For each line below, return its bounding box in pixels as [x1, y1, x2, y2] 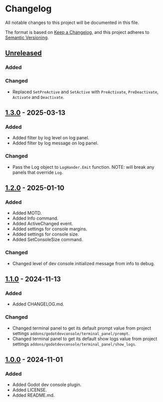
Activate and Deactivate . [12, 94, 65, 100]
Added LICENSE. [12, 387, 47, 393]
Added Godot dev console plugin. [12, 382, 82, 388]
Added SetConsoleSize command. [12, 237, 83, 243]
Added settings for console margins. [12, 226, 87, 232]
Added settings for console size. [12, 231, 79, 237]
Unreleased [5, 49, 42, 57]
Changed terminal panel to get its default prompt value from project [12, 325, 152, 331]
